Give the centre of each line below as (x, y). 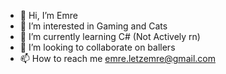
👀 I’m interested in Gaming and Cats (93, 26)
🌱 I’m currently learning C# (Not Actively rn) (110, 36)
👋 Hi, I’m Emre (48, 15)
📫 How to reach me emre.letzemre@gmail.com (117, 58)
